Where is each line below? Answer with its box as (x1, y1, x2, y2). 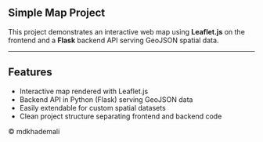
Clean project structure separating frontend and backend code (19, 111, 222, 121)
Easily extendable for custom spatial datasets (19, 103, 166, 112)
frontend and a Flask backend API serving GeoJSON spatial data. (8, 35, 219, 45)
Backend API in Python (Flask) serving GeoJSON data (19, 94, 193, 104)
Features (8, 66, 52, 79)
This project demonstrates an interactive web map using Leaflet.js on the (8, 27, 245, 36)
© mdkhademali (8, 126, 60, 136)
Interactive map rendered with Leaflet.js (19, 86, 149, 96)
